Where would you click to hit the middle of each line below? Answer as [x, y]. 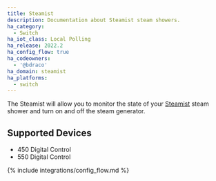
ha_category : [26, 26]
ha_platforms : [28, 78]
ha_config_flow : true [38, 53]
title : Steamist [30, 13]
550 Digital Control [44, 157]
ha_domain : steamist [37, 71]
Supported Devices [49, 133]
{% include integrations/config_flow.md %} [68, 171]
